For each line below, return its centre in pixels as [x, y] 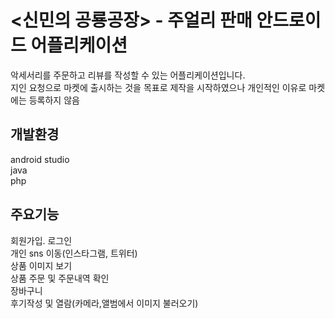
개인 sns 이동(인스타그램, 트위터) [74, 253]
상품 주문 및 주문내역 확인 [60, 278]
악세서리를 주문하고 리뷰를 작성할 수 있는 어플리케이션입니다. [128, 75]
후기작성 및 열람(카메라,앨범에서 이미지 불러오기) [104, 303]
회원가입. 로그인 [41, 240]
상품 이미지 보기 [41, 265]
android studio [40, 159]
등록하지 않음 [54, 100]
